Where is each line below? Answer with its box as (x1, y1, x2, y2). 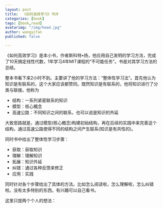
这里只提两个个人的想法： (5, 197, 56, 203)
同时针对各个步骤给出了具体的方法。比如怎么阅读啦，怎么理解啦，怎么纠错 (5, 181, 154, 187)
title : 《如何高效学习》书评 (5, 12, 59, 17)
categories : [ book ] (5, 16, 45, 21)
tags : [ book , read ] (5, 20, 42, 26)
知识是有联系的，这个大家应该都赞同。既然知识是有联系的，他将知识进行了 (5, 81, 154, 87)
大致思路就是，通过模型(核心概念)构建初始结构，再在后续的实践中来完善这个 (5, 120, 157, 125)
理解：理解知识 (12, 153, 42, 158)
